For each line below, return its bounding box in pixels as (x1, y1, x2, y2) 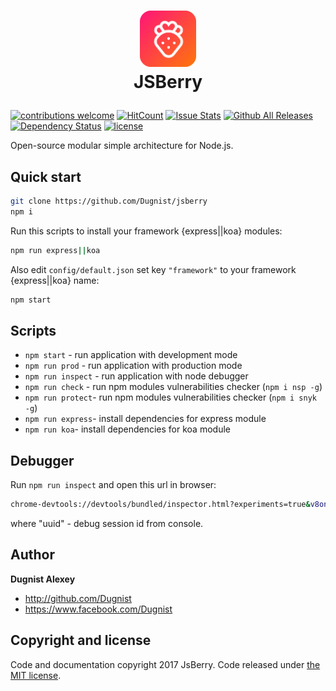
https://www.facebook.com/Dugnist (24, 603, 173, 615)
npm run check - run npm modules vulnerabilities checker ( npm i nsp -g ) (24, 381, 323, 393)
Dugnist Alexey (10, 573, 76, 585)
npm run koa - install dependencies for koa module (24, 423, 231, 435)
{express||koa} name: (10, 274, 100, 286)
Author (10, 546, 55, 564)
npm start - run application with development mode (24, 349, 238, 361)
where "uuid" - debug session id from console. (10, 518, 204, 529)
